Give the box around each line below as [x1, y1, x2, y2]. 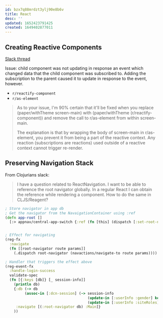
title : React [5, 12, 32, 16]
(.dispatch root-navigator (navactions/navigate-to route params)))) [14, 251, 158, 255]
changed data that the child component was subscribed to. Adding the [5, 70, 147, 76]
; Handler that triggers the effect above [5, 259, 92, 264]
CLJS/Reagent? [16, 197, 49, 203]
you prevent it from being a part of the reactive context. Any [35, 134, 156, 141]
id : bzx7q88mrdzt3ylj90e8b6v [5, 7, 64, 12]
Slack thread [5, 56, 31, 62]
